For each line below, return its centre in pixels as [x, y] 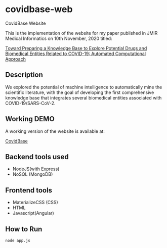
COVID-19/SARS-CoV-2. [30, 103]
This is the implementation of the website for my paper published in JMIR [81, 33]
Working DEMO [30, 119]
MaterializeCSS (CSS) [35, 203]
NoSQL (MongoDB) [33, 174]
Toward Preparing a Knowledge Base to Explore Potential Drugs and [76, 48]
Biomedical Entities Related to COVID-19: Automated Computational [75, 54]
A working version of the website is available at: [55, 131]
